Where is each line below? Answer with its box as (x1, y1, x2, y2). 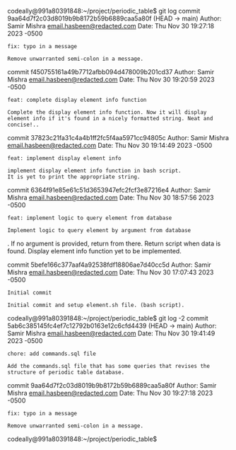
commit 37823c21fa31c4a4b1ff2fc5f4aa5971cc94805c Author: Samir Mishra (7, 134, 230, 142)
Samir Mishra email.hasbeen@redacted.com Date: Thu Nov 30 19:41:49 (7, 329, 216, 337)
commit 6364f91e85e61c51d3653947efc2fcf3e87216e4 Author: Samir (7, 186, 211, 194)
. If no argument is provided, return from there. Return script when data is (7, 239, 221, 248)
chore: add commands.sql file (7, 350, 97, 357)
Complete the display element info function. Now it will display (7, 109, 207, 116)
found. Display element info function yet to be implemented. (7, 247, 182, 255)
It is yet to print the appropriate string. (7, 173, 141, 180)
